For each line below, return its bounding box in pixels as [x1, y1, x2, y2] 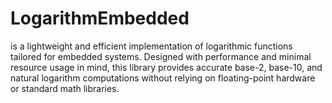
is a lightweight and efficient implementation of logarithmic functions [10, 40, 293, 52]
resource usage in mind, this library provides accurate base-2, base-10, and [10, 61, 323, 73]
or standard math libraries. [10, 82, 120, 94]
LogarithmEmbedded [10, 7, 190, 30]
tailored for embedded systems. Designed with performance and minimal [10, 50, 312, 62]
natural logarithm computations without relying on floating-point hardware [10, 72, 316, 84]
